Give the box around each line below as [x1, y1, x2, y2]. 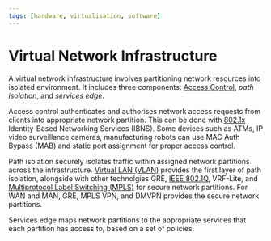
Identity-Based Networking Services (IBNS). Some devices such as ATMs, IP [8, 123, 264, 133]
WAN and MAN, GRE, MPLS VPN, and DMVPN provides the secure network [8, 191, 260, 201]
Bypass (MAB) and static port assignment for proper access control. [8, 141, 236, 150]
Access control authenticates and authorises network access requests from [8, 106, 261, 116]
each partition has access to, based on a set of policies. [8, 223, 195, 233]
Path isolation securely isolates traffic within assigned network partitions [8, 156, 250, 166]
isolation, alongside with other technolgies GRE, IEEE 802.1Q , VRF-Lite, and [8, 173, 259, 183]
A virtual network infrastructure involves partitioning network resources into [8, 74, 261, 83]
